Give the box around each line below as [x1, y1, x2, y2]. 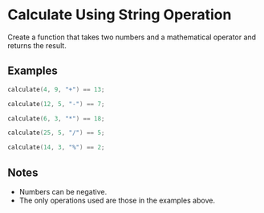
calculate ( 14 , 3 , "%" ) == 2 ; [7, 143, 105, 152]
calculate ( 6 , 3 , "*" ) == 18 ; [7, 114, 105, 122]
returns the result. [7, 40, 67, 50]
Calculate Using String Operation [7, 6, 232, 24]
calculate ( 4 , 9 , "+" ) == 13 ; [7, 85, 105, 93]
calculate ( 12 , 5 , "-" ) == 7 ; [7, 100, 105, 108]
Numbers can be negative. [18, 186, 108, 196]
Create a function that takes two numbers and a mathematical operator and [7, 32, 257, 42]
